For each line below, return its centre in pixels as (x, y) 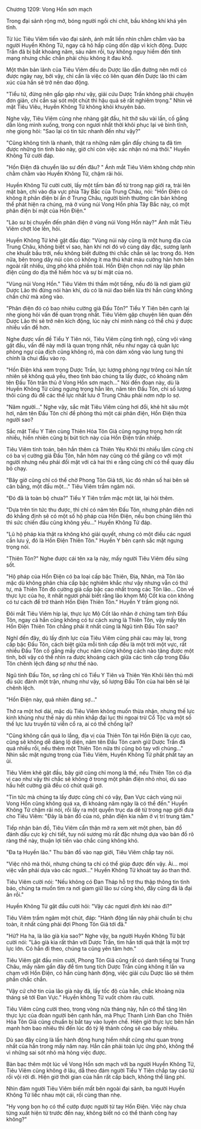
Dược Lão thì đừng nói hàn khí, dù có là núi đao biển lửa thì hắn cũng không (100, 290)
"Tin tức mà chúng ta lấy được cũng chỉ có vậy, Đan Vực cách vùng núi (94, 797)
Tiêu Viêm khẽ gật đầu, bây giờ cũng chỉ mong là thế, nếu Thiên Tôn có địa (99, 772)
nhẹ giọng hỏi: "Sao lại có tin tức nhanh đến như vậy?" (73, 131)
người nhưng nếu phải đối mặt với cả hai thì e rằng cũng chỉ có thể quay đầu (100, 462)
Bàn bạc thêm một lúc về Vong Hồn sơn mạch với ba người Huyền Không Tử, (101, 1064)
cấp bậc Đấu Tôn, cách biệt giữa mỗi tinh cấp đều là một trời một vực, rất (97, 644)
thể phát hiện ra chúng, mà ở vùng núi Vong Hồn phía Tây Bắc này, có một (98, 204)
